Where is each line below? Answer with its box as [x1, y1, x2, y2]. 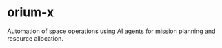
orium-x [7, 5, 54, 20]
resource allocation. [7, 34, 64, 42]
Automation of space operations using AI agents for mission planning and [7, 27, 216, 35]
